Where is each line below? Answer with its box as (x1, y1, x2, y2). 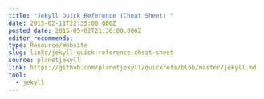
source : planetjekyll (8, 57, 81, 65)
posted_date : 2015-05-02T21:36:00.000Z (8, 26, 142, 34)
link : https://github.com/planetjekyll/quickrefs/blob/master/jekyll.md (8, 64, 257, 72)
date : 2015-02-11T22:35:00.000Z (8, 19, 116, 27)
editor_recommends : (8, 34, 74, 42)
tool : (8, 71, 26, 79)
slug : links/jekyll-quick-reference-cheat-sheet (8, 49, 174, 57)
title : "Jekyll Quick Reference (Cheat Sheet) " (8, 11, 174, 20)
